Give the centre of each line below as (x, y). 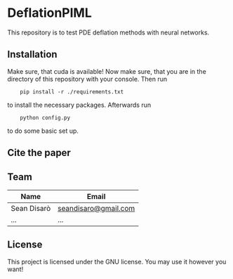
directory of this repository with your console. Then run (87, 79)
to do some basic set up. (43, 131)
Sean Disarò (31, 208)
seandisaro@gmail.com (96, 208)
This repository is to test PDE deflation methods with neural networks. (108, 32)
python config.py (45, 117)
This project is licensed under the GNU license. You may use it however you (117, 261)
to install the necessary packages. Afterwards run (79, 105)
